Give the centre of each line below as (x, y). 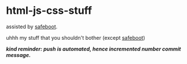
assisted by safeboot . (32, 27)
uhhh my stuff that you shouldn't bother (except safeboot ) (76, 37)
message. (18, 55)
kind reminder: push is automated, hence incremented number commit (93, 49)
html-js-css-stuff (49, 11)
